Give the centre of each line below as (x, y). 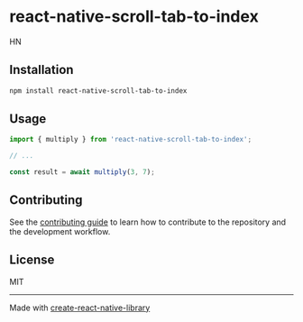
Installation (41, 70)
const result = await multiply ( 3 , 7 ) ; (82, 172)
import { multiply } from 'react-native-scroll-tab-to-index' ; (131, 140)
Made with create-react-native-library (80, 308)
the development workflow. (60, 231)
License (32, 260)
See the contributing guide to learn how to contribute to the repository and (148, 222)
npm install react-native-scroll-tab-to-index (98, 91)
